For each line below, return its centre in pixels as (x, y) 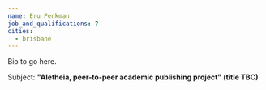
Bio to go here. (32, 62)
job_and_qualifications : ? (53, 24)
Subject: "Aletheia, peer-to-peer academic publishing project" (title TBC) (133, 77)
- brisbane (33, 39)
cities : (21, 31)
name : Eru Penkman (39, 16)
